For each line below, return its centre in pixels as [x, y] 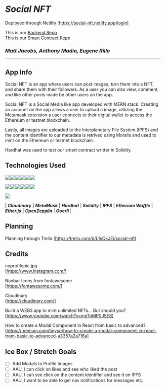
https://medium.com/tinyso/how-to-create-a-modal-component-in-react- [82, 331]
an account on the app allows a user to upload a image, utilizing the [74, 110]
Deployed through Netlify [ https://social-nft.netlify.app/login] [67, 23]
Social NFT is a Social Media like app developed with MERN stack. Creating [82, 104]
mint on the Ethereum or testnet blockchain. [50, 141]
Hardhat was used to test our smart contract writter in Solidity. [68, 150]
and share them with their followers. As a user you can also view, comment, [82, 89]
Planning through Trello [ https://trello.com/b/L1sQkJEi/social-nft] [71, 238]
